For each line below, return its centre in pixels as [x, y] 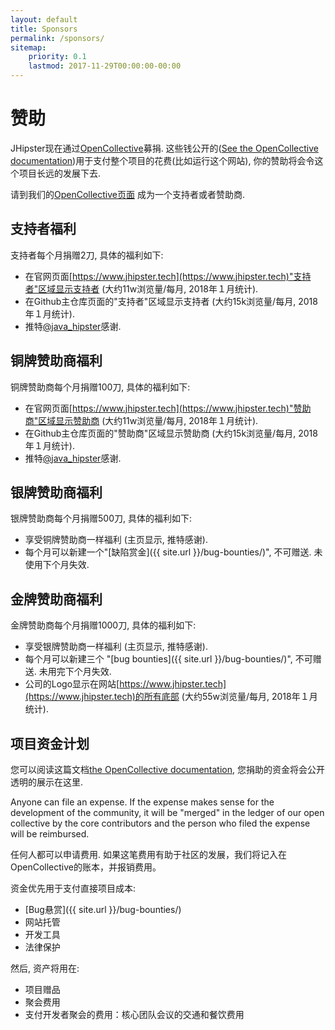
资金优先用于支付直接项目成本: [73, 888]
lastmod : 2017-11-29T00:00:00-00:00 [105, 66]
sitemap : [28, 47]
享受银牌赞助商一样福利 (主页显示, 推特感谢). [116, 647]
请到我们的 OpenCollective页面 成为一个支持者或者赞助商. [127, 194]
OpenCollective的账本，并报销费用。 [86, 867]
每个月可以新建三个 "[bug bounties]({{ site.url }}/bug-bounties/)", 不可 [168, 659]
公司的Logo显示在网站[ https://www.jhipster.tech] [125, 684]
